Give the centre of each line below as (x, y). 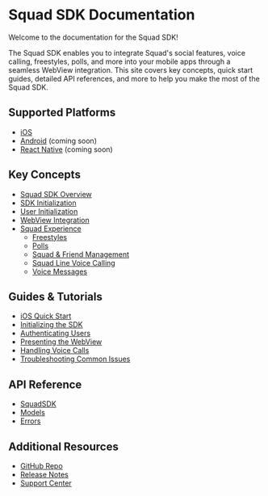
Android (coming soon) (58, 141)
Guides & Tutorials (55, 296)
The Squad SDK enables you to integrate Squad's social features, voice (127, 53)
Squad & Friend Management (81, 254)
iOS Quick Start (46, 316)
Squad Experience (51, 229)
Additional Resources (63, 446)
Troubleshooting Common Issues (75, 359)
